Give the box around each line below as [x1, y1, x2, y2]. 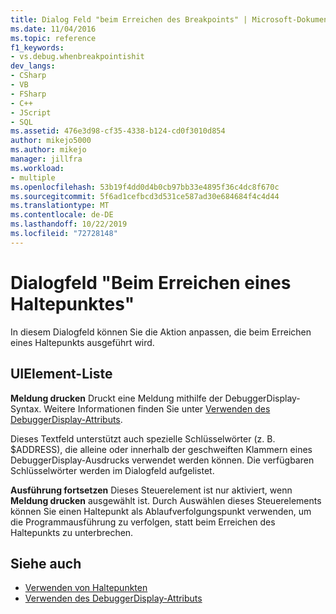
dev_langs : [10, 61, 56, 71]
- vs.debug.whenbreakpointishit [10, 52, 145, 62]
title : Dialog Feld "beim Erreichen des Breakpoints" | [10, 14, 248, 25]
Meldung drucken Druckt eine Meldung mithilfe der [10, 392, 223, 404]
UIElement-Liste [10, 366, 113, 383]
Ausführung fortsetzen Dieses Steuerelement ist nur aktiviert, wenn [10, 484, 293, 496]
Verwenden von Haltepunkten [24, 582, 148, 594]
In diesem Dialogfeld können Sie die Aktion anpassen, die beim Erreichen [10, 326, 312, 338]
